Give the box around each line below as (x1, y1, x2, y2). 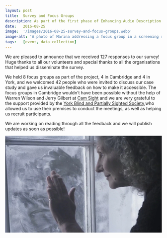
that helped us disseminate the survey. (5, 64, 84, 70)
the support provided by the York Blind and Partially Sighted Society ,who (5, 100, 155, 106)
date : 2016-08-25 (5, 24, 46, 29)
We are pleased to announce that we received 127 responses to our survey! (5, 54, 160, 60)
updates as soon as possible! (5, 126, 65, 132)
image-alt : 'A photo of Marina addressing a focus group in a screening (5, 34, 159, 39)
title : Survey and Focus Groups (5, 13, 75, 18)
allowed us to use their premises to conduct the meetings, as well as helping (5, 105, 162, 111)
